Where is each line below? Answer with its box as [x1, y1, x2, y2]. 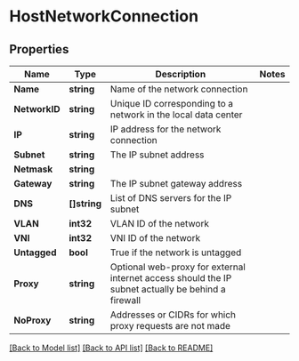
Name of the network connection [109, 83, 248, 95]
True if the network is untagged [109, 246, 242, 259]
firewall [109, 294, 141, 306]
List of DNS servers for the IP [109, 192, 232, 204]
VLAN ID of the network [109, 218, 209, 229]
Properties [9, 42, 69, 57]
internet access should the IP [109, 272, 232, 284]
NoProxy [13, 314, 52, 326]
